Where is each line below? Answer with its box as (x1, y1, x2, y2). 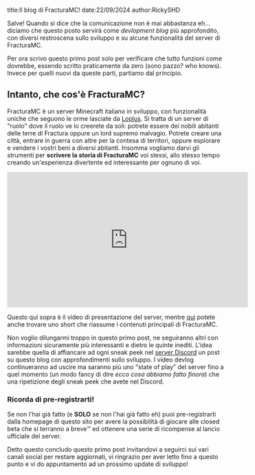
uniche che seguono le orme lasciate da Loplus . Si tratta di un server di (7, 114, 208, 122)
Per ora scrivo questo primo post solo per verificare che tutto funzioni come (7, 54, 222, 63)
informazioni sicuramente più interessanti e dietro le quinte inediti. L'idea (7, 340, 212, 349)
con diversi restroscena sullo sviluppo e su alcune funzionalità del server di (7, 34, 221, 42)
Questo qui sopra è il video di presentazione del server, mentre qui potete (7, 313, 215, 321)
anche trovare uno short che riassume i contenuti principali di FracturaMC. (7, 320, 218, 329)
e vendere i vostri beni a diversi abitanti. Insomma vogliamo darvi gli (7, 144, 199, 152)
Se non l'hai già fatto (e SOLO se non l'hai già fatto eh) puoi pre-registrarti (7, 410, 217, 419)
